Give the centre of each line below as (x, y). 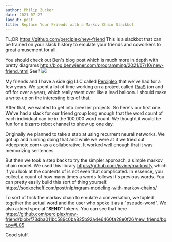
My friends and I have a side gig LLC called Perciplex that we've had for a (83, 81)
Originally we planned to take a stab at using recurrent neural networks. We (85, 134)
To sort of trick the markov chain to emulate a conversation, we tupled (80, 198)
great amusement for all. (31, 50)
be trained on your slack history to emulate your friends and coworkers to (83, 45)
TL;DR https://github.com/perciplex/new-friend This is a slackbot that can (83, 39)
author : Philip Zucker (30, 10)
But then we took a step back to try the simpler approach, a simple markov (84, 160)
